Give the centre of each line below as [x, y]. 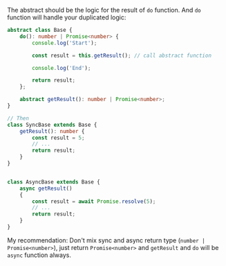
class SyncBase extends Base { [52, 125]
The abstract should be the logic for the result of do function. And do [104, 10]
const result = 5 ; [58, 138]
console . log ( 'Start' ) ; [65, 43]
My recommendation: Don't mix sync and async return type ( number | [106, 240]
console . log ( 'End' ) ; [62, 68]
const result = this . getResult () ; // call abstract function [122, 55]
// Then [18, 118]
